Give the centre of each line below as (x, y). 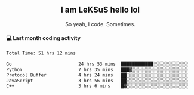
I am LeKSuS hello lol (100, 10)
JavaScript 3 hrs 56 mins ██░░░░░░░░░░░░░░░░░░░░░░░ (97, 81)
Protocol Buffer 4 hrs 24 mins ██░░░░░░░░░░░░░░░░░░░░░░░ (97, 75)
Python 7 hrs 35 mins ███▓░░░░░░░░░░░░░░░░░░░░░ (97, 69)
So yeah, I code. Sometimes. (100, 24)
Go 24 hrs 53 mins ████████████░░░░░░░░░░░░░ (97, 64)
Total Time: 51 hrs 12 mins (41, 53)
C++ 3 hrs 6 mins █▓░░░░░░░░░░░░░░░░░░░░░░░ (97, 86)
